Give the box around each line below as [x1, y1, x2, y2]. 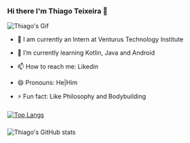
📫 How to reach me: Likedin [17, 62, 99, 71]
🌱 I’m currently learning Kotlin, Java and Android [17, 48, 155, 57]
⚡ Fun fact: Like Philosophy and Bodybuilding [17, 93, 146, 101]
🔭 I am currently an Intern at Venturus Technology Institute [17, 35, 184, 44]
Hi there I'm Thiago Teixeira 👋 [7, 6, 108, 16]
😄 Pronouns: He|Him [17, 79, 78, 87]
